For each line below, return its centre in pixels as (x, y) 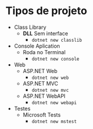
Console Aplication (37, 46)
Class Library (30, 27)
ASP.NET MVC (40, 83)
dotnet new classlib (57, 40)
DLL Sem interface (45, 33)
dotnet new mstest (54, 121)
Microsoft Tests (42, 115)
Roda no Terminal (44, 52)
